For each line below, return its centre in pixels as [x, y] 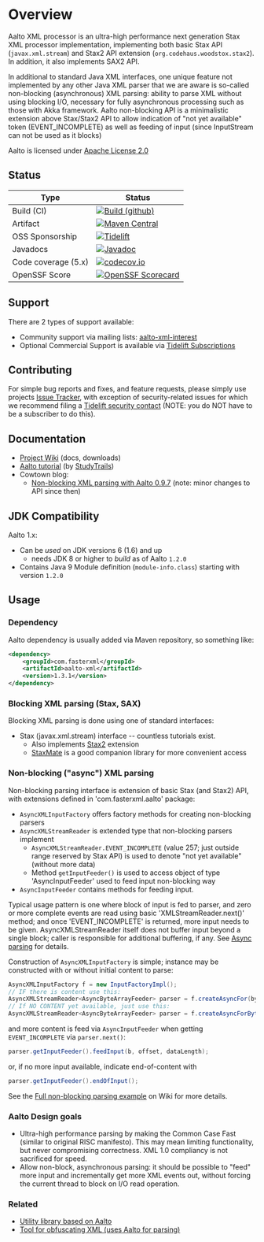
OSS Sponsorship [44, 236]
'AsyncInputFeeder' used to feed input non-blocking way [123, 881]
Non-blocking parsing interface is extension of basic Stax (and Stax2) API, [128, 790]
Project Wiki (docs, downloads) [70, 458]
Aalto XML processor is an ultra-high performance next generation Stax [124, 36]
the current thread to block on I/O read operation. [99, 1184]
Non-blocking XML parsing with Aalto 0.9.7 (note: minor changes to [141, 483]
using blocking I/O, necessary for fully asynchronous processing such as [126, 102]
